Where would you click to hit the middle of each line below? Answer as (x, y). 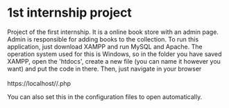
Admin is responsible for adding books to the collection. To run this (103, 39)
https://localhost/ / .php (39, 83)
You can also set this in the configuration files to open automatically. (105, 97)
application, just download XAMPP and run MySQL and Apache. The (105, 46)
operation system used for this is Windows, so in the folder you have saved (114, 54)
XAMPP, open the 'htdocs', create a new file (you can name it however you (114, 61)
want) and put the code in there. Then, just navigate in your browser (104, 69)
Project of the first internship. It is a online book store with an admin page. (113, 32)
